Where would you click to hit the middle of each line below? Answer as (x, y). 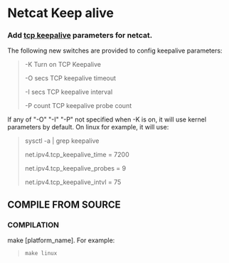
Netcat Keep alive (60, 13)
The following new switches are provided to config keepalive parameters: (115, 50)
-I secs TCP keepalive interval (69, 92)
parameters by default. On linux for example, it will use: (88, 127)
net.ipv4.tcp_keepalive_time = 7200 (77, 155)
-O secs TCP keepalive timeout (70, 78)
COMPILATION (33, 225)
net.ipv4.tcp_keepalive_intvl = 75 (73, 182)
